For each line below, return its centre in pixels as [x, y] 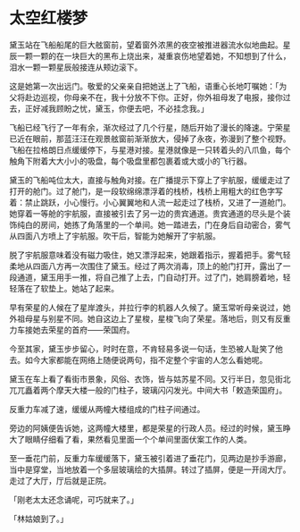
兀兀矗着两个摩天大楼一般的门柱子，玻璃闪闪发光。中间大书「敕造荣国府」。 [148, 390]
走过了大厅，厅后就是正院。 [60, 480]
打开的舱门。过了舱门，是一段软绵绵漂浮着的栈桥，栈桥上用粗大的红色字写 [146, 191]
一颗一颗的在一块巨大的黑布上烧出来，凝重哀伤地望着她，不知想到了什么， [154, 55]
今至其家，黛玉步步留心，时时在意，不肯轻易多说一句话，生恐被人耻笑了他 [146, 349]
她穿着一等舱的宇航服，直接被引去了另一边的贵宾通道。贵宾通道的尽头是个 [146, 213]
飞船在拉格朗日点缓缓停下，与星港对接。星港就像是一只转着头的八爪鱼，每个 [150, 149]
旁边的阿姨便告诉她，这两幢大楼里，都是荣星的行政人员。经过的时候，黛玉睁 [150, 428]
